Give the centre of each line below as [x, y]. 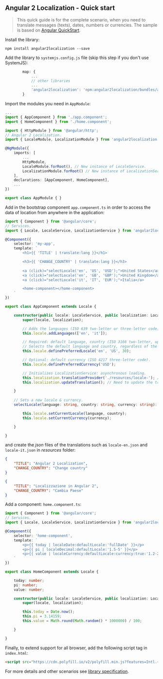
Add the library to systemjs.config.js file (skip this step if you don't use [77, 58]
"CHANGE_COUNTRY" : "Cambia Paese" [49, 490]
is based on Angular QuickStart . [49, 30]
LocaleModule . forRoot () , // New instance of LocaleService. [84, 166]
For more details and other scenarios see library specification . [67, 671]
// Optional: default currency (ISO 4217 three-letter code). [87, 360]
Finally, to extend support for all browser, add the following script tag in [76, 648]
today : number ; [29, 580]
